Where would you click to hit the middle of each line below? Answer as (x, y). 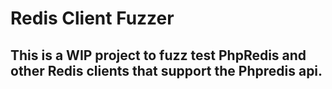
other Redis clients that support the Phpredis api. (166, 70)
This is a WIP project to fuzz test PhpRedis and (158, 55)
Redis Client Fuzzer (92, 18)
